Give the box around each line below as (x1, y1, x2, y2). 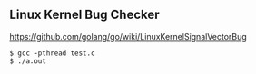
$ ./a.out (9, 56, 47, 66)
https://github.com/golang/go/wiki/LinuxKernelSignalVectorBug (9, 31, 247, 42)
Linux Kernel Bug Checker (9, 7, 161, 23)
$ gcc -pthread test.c (9, 49, 95, 58)
